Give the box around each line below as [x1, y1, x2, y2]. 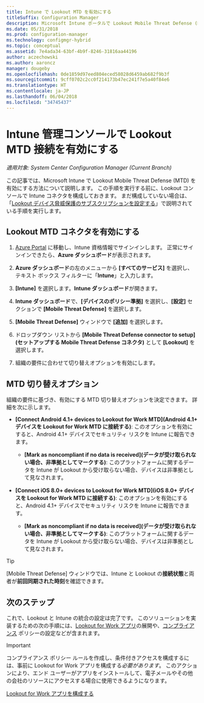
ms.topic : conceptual [6, 43, 61, 49]
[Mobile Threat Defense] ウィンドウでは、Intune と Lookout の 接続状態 [6, 570, 184, 577]
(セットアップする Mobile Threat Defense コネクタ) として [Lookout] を [15, 338, 195, 346]
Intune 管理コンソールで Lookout [6, 127, 172, 141]
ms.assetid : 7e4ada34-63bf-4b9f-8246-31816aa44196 [6, 49, 137, 55]
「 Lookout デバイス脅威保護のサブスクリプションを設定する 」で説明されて [6, 199, 193, 207]
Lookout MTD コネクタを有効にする [6, 226, 140, 237]
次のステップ [6, 597, 55, 608]
